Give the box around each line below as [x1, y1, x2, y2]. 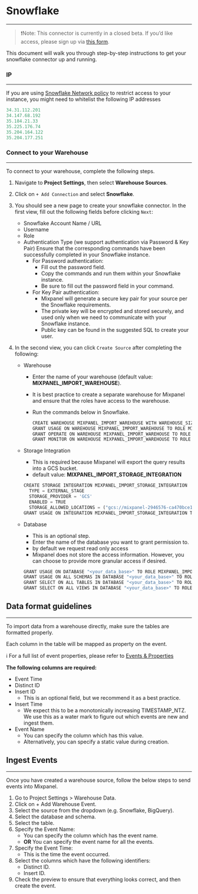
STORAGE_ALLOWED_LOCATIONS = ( [28, 504, 106, 510]
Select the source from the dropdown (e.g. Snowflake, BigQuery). [14, 807, 174, 814]
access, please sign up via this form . [20, 38, 110, 45]
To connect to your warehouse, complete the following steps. [6, 167, 155, 175]
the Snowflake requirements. [41, 301, 111, 308]
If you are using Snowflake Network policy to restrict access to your [6, 90, 171, 97]
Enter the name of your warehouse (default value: [32, 373, 153, 380]
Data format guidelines [6, 601, 93, 612]
